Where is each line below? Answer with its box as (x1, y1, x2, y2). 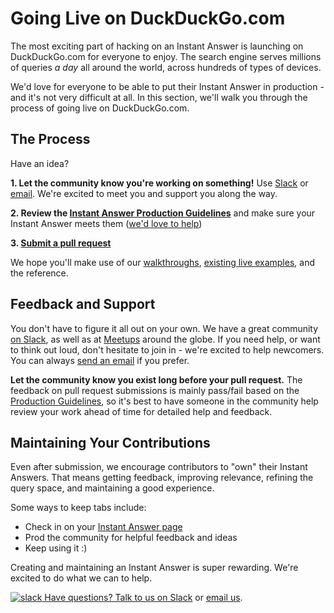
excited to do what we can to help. (10, 572, 153, 584)
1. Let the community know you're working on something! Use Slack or (10, 177, 309, 189)
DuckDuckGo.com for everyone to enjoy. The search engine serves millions (10, 50, 322, 62)
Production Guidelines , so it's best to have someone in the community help (10, 395, 319, 407)
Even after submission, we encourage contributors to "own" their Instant (10, 461, 308, 473)
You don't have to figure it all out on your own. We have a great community (10, 322, 319, 334)
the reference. (10, 267, 69, 279)
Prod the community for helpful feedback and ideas (24, 532, 238, 544)
